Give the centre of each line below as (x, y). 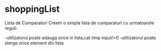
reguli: (11, 28)
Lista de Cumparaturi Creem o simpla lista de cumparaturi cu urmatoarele (79, 23)
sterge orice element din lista (34, 43)
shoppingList (32, 9)
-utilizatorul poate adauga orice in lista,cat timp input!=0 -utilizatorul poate (80, 38)
